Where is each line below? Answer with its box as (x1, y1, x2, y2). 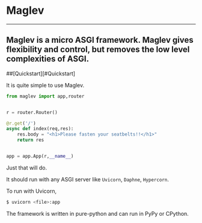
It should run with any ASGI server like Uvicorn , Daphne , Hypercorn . (6, 175, 170, 183)
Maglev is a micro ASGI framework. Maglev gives (6, 35, 194, 45)
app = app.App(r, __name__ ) (6, 153, 74, 159)
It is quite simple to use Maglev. (6, 81, 85, 89)
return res (17, 137, 44, 143)
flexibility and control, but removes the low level (6, 45, 190, 55)
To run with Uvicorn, (6, 187, 57, 195)
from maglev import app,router (6, 93, 85, 99)
